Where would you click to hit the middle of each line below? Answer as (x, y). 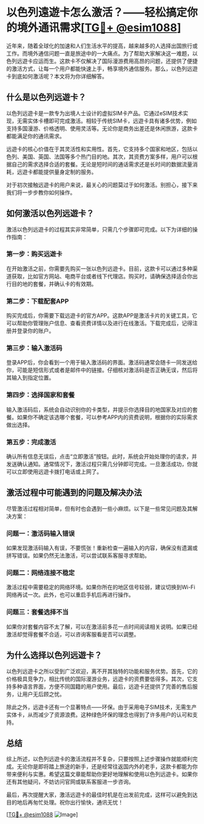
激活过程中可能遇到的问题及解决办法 (74, 493)
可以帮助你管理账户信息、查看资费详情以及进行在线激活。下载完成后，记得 (99, 323)
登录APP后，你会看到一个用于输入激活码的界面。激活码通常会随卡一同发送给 (102, 363)
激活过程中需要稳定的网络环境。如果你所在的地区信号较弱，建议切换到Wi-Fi (101, 587)
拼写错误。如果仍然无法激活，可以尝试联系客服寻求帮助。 (78, 556)
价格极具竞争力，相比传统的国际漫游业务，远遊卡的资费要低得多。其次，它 (99, 679)
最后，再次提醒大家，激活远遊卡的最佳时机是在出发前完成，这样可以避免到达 (102, 795)
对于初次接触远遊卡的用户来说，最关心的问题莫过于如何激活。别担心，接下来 (102, 185)
